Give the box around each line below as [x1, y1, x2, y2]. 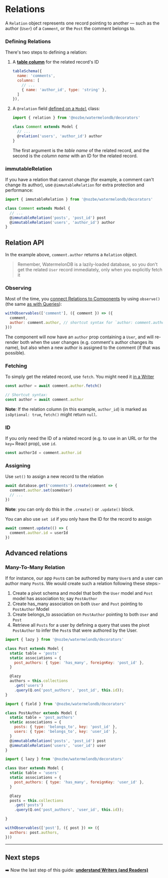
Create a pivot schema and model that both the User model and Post [12, 590, 153, 596]
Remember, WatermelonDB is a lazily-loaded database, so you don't [17, 261, 158, 267]
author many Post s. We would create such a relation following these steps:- [5, 581, 161, 587]
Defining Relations [5, 38, 51, 45]
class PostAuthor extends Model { [5, 710, 77, 715]
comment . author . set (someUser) [9, 488, 72, 493]
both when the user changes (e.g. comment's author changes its [19, 339, 153, 345]
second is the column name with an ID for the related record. [12, 153, 138, 159]
